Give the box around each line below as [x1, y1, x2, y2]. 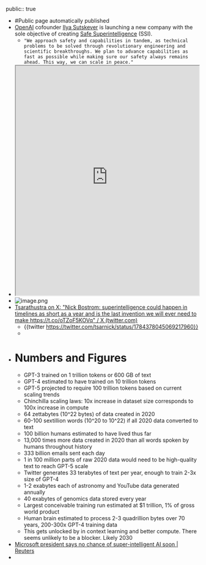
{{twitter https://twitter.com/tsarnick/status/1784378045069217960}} [23, 323, 199, 330]
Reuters [14, 547, 35, 554]
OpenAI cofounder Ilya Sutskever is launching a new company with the [14, 24, 193, 31]
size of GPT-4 [23, 475, 59, 483]
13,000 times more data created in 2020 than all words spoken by [23, 436, 189, 444]
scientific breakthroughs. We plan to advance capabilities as [23, 48, 189, 55]
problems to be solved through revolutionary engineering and [23, 43, 186, 49]
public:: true [6, 6, 36, 12]
